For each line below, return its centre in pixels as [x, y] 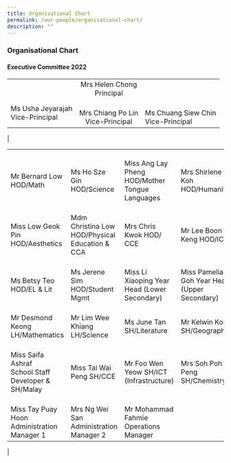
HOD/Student [92, 289]
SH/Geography [205, 331]
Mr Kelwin [197, 322]
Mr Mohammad [149, 409]
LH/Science [89, 335]
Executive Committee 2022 [47, 67]
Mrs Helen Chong [109, 84]
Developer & [30, 380]
